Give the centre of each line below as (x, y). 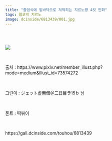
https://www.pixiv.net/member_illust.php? (60, 67)
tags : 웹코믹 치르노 (23, 15)
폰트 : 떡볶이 (17, 113)
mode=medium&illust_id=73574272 (42, 73)
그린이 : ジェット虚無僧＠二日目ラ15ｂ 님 (45, 93)
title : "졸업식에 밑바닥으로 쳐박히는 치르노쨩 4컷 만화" (56, 10)
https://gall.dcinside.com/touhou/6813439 (48, 133)
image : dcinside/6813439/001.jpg (40, 19)
